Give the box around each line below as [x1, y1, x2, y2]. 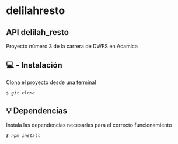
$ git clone [6, 90, 35, 96]
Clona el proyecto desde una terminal [6, 79, 96, 86]
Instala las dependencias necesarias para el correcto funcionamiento [6, 121, 172, 128]
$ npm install [6, 132, 41, 138]
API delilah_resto [6, 27, 69, 37]
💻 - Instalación [6, 60, 62, 71]
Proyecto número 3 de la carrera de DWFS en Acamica [6, 43, 138, 50]
